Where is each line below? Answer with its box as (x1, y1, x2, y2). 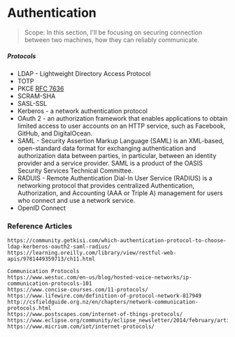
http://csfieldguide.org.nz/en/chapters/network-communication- (7, 298, 199, 306)
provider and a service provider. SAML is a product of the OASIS (17, 159, 203, 167)
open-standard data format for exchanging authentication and (17, 144, 197, 152)
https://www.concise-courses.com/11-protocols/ (7, 286, 149, 293)
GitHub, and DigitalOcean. (17, 128, 93, 138)
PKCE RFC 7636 (17, 84, 64, 93)
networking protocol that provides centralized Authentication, (17, 181, 194, 190)
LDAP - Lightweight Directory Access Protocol (17, 69, 151, 78)
